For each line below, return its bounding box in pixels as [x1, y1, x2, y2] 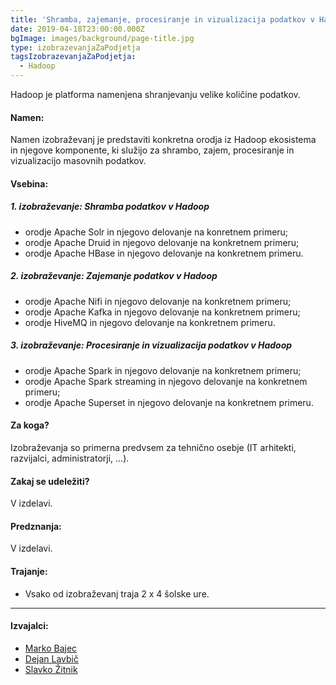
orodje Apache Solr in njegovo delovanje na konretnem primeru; [24, 226, 289, 238]
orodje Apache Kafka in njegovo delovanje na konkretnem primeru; [24, 306, 301, 318]
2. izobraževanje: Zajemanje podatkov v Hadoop [10, 270, 218, 282]
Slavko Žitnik [24, 663, 78, 675]
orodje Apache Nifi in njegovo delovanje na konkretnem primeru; [24, 295, 292, 307]
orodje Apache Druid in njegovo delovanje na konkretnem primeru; [24, 236, 300, 248]
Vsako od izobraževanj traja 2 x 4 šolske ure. [24, 587, 210, 600]
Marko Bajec [24, 642, 78, 654]
